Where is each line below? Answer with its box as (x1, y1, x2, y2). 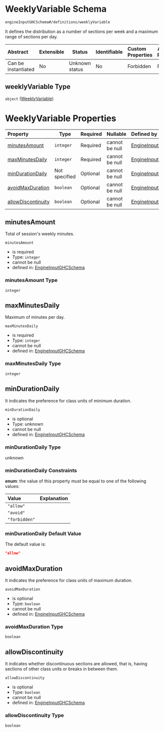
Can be (7, 60, 24, 67)
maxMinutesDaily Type (5, 360, 61, 367)
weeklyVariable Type (5, 82, 71, 91)
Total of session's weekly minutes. (5, 231, 75, 237)
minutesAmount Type (5, 277, 58, 284)
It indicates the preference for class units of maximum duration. (5, 578, 133, 583)
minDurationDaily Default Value (5, 530, 82, 537)
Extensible (39, 48, 64, 55)
